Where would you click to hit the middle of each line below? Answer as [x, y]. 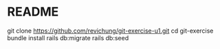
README [33, 12]
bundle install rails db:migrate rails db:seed [68, 37]
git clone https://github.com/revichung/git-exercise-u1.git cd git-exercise [110, 31]
